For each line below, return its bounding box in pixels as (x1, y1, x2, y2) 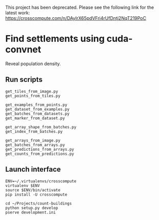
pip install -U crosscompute (5, 192, 67, 197)
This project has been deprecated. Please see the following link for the (5, 5, 154, 10)
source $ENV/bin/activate (5, 187, 60, 193)
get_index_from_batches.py (5, 129, 63, 134)
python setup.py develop (5, 205, 58, 210)
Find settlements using (5, 33, 105, 45)
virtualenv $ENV (5, 183, 40, 188)
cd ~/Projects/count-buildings (5, 201, 72, 206)
